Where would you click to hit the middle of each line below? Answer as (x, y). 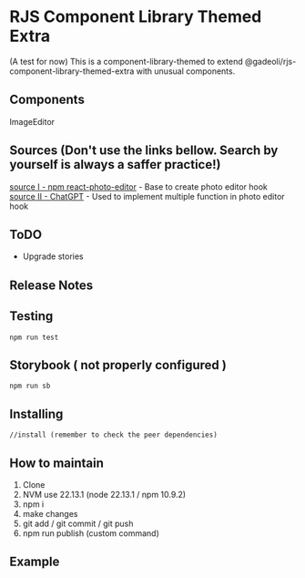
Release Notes (51, 285)
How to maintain (57, 463)
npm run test (34, 337)
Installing (36, 413)
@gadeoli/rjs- (270, 61)
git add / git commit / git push (78, 524)
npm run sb (30, 386)
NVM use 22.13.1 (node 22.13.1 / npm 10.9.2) (104, 495)
